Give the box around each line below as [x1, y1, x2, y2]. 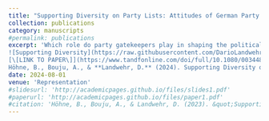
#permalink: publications [8, 33, 94, 42]
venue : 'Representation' [8, 78, 91, 86]
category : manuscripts [8, 26, 84, 34]
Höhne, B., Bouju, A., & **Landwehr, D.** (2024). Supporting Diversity [8, 64, 256, 72]
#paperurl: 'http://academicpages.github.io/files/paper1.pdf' [8, 93, 224, 101]
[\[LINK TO [8, 57, 45, 64]
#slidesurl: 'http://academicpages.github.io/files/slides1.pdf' [8, 85, 231, 94]
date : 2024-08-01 [8, 71, 66, 79]
